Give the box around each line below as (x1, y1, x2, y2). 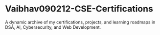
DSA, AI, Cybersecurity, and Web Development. (5, 24, 101, 30)
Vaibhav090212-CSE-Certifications (5, 3, 153, 14)
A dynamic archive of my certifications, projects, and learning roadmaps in (5, 19, 156, 25)
